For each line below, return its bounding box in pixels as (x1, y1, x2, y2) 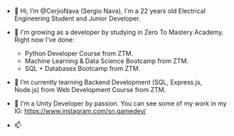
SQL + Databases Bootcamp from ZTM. (24, 64, 141, 72)
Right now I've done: (14, 35, 75, 44)
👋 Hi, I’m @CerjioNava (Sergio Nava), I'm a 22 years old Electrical (14, 7, 206, 15)
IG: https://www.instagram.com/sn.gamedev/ (14, 107, 147, 115)
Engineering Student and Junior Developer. (14, 14, 141, 23)
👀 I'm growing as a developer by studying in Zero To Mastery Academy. (14, 28, 224, 36)
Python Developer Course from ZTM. (24, 50, 134, 57)
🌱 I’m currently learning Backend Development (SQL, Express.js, (14, 78, 203, 86)
